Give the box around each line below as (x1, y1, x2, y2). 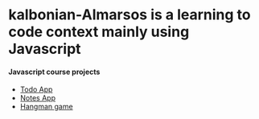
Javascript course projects (8, 67, 101, 76)
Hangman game (19, 102, 74, 112)
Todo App (19, 84, 53, 94)
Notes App (19, 93, 56, 103)
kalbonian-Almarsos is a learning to (8, 6, 251, 24)
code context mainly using (8, 23, 190, 41)
